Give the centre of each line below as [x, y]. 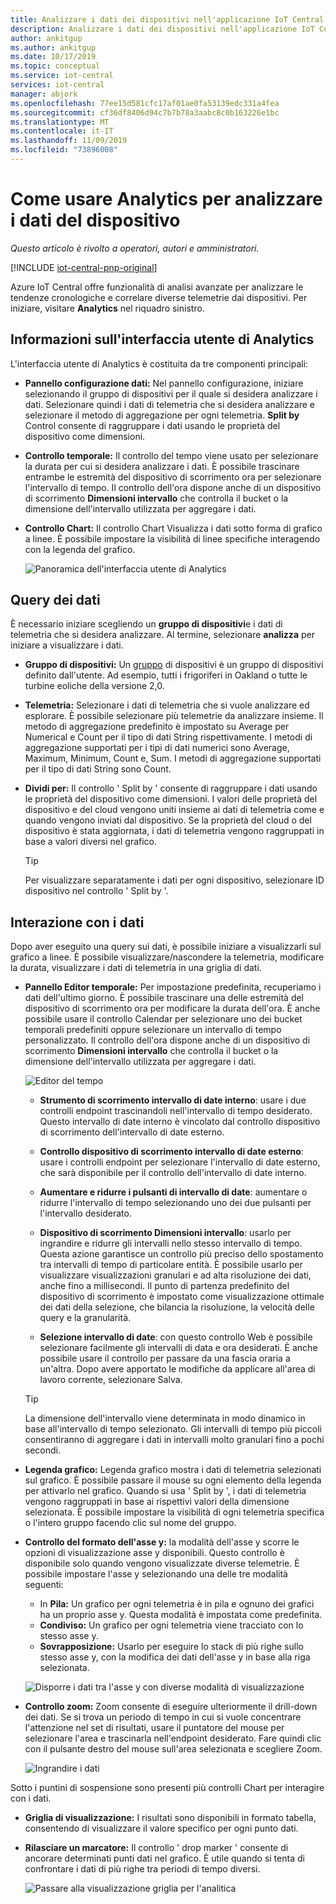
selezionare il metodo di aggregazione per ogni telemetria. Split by [162, 415]
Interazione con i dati [77, 922]
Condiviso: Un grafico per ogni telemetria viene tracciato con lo [171, 1625]
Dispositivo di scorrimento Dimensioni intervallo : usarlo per [165, 1233]
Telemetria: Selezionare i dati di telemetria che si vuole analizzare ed [167, 705]
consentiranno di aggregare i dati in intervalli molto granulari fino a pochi [174, 1440]
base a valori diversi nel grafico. [91, 842]
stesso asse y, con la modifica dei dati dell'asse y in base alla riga [175, 1657]
